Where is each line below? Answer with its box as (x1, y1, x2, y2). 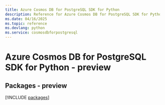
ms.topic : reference (5, 21, 48, 26)
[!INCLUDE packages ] (5, 95, 50, 100)
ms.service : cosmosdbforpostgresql (5, 30, 78, 35)
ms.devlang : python (5, 26, 45, 31)
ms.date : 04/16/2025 (5, 16, 48, 21)
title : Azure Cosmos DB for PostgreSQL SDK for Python (5, 7, 120, 12)
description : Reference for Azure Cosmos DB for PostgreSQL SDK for (5, 12, 148, 17)
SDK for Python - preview (5, 62, 111, 73)
